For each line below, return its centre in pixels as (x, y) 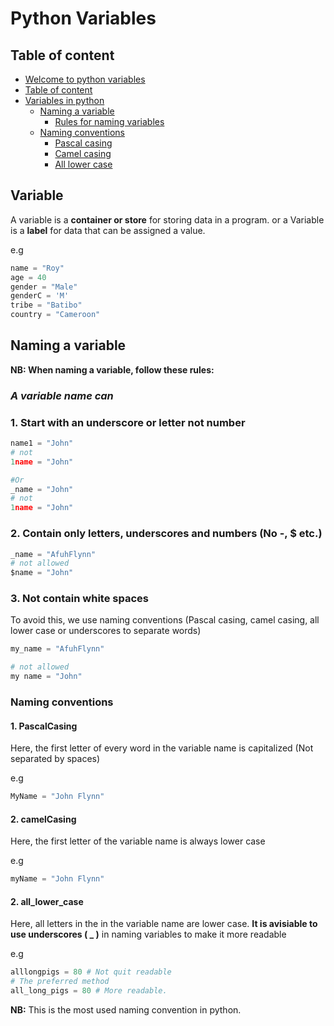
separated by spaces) (55, 759)
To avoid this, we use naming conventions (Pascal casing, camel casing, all (165, 620)
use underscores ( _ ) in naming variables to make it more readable (148, 934)
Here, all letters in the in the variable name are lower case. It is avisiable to (164, 924)
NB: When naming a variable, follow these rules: (112, 369)
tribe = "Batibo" (46, 305)
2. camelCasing (43, 819)
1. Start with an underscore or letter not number (128, 422)
